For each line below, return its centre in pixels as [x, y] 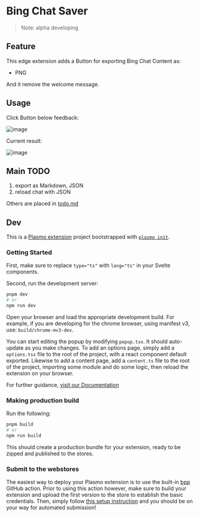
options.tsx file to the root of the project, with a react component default [97, 354]
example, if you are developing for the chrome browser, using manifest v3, [98, 324]
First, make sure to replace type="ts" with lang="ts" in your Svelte [88, 266]
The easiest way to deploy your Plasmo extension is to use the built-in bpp [98, 482]
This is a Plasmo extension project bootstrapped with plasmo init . [88, 237]
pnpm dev [17, 294]
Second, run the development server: [52, 284]
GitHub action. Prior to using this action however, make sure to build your [97, 489]
